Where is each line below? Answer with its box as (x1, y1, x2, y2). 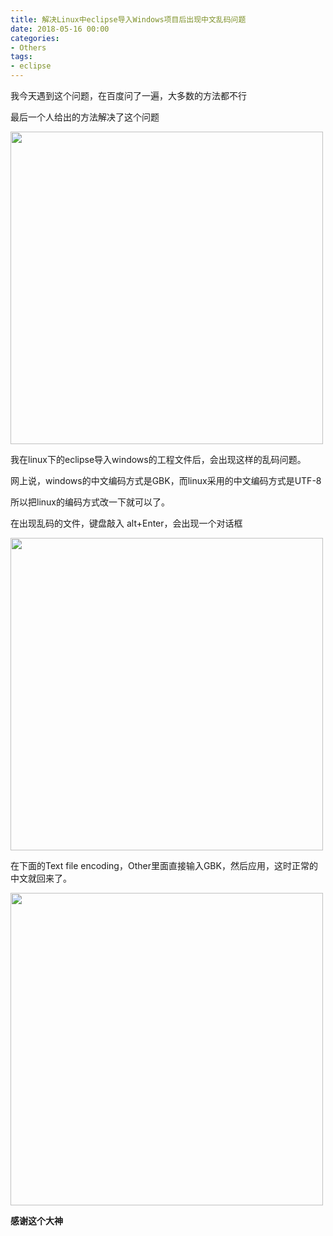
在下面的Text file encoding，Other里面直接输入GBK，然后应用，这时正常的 (10, 860, 318, 871)
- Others (10, 42, 47, 53)
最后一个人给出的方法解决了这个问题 (10, 111, 160, 123)
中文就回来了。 (10, 872, 72, 884)
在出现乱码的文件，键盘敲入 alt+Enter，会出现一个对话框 (10, 517, 243, 529)
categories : (10, 33, 60, 43)
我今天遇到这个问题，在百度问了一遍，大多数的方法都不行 (10, 90, 247, 101)
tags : (10, 52, 33, 62)
